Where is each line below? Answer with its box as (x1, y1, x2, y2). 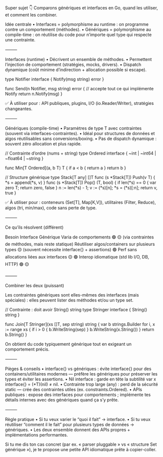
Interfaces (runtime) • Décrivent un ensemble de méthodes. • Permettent (5, 57, 152, 62)
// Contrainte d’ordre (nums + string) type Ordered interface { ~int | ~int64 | (5, 150, 157, 156)
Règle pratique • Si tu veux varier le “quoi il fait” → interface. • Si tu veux (5, 417, 151, 422)
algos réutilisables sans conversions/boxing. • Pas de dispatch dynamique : (5, 136, 157, 141)
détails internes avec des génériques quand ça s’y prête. (5, 397, 119, 402)
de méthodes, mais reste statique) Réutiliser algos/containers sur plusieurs (5, 241, 155, 247)
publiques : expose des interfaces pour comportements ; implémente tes (5, 392, 151, 397)
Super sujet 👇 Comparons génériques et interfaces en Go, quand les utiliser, (5, 5, 158, 11)
